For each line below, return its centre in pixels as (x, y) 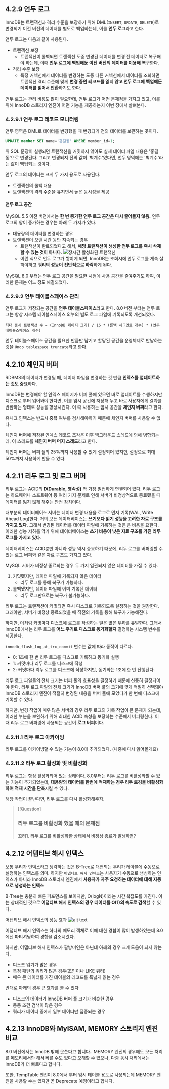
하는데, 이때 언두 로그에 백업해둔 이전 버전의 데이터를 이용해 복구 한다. (92, 63)
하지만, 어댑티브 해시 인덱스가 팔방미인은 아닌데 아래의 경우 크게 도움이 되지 (79, 947)
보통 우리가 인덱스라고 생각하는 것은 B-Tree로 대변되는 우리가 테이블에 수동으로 (82, 867)
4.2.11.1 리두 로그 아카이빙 (35, 737)
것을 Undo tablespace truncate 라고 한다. (47, 347)
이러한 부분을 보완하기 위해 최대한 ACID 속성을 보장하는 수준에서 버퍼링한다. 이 (82, 716)
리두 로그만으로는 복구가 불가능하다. (55, 595)
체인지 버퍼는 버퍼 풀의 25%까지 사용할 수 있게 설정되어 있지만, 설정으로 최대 (80, 452)
